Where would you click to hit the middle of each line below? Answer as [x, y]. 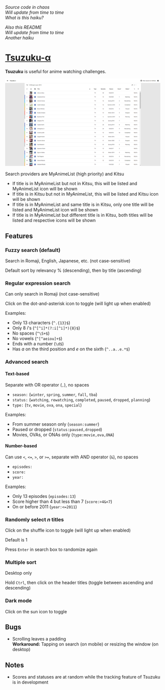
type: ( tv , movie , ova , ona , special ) [47, 405]
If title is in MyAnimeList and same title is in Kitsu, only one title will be [83, 204]
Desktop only [18, 573]
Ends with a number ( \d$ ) [38, 344]
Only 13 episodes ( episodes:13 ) [44, 496]
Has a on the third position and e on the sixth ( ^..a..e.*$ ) [71, 349]
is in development [30, 682]
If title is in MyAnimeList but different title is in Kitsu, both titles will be [82, 215]
